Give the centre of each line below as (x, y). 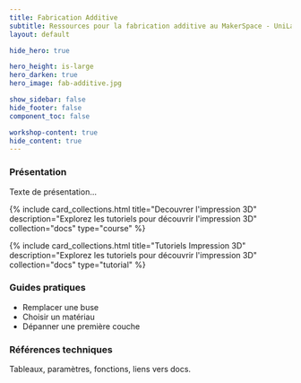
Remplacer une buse (60, 307)
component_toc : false (50, 116)
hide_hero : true (39, 50)
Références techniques (61, 349)
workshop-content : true (54, 132)
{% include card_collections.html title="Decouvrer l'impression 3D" (133, 209)
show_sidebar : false (48, 100)
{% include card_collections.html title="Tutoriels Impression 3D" (128, 245)
